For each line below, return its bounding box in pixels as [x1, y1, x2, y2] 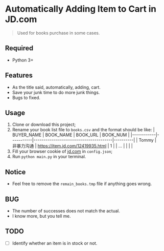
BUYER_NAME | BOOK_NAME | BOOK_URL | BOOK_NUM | [12, 132, 130, 138]
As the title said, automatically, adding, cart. [12, 84, 101, 90]
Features [5, 71, 33, 80]
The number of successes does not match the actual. [12, 208, 120, 213]
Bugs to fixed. [12, 94, 41, 101]
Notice [5, 167, 26, 176]
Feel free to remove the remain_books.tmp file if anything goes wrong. [12, 181, 152, 187]
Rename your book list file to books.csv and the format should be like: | [12, 127, 155, 133]
